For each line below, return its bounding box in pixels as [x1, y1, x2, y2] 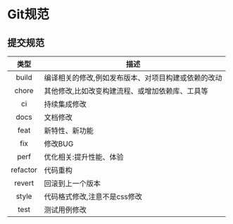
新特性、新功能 [44, 126, 94, 135]
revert [13, 178, 34, 187]
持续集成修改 [44, 99, 87, 109]
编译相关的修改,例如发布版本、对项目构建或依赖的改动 [44, 73, 222, 82]
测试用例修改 [44, 205, 87, 215]
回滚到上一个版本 [44, 179, 101, 188]
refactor [11, 165, 37, 175]
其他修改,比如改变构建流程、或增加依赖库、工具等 [44, 86, 208, 96]
